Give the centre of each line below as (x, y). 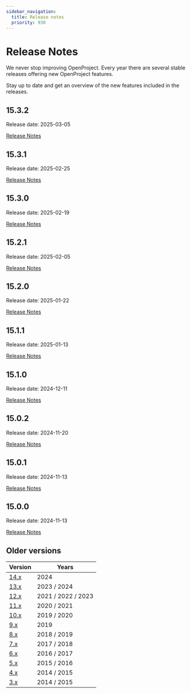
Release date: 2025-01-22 (38, 301)
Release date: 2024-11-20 (37, 432)
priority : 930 (29, 22)
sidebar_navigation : (31, 11)
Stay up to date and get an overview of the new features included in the (93, 85)
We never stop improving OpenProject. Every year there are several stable (96, 68)
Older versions (34, 550)
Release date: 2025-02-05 (38, 256)
